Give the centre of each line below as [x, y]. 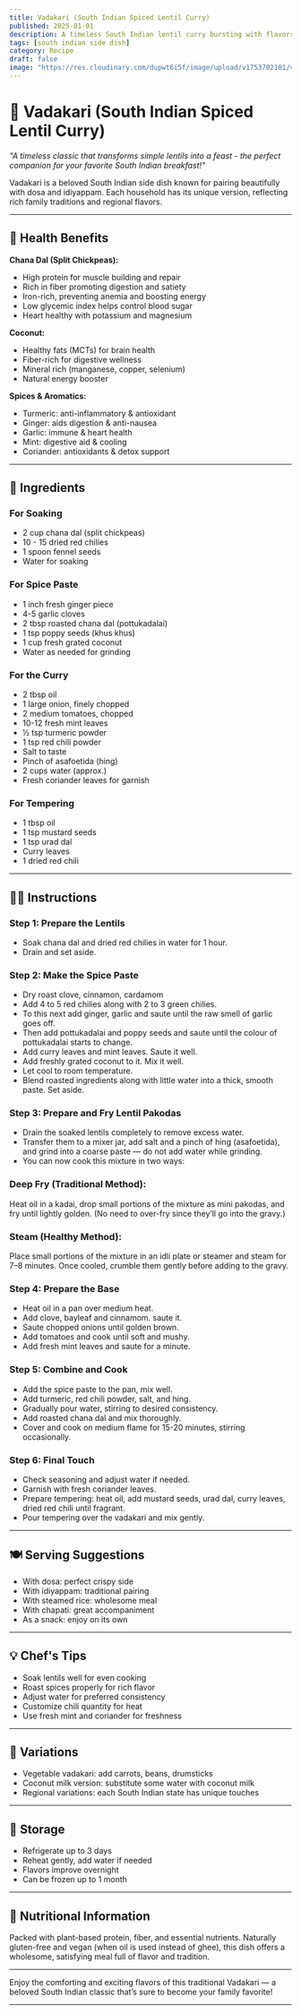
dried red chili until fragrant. [73, 1508]
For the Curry [39, 675]
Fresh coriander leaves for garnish [86, 779]
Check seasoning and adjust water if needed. [106, 1479]
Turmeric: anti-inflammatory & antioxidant [99, 413]
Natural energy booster [65, 378]
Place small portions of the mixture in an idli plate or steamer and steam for [148, 1256]
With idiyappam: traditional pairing [86, 1590]
